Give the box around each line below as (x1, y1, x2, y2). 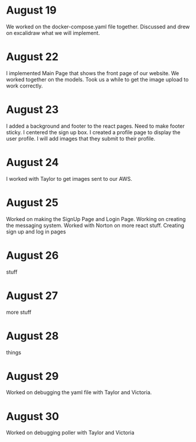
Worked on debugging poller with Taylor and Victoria (6, 429, 135, 436)
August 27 (6, 289, 58, 302)
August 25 (6, 196, 59, 209)
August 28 (6, 329, 59, 343)
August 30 (6, 409, 59, 423)
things (6, 349, 22, 356)
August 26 (6, 249, 59, 262)
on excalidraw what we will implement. (6, 29, 100, 36)
